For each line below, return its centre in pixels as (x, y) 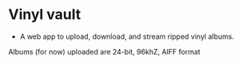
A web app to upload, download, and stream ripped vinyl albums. (127, 36)
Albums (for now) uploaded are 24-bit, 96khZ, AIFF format (105, 51)
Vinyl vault (45, 15)
